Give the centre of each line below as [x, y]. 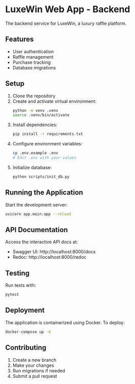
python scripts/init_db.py [41, 177]
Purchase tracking [32, 62]
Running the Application [44, 193]
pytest [12, 295]
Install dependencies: [35, 125]
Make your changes [33, 365]
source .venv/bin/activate [41, 115]
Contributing [26, 348]
